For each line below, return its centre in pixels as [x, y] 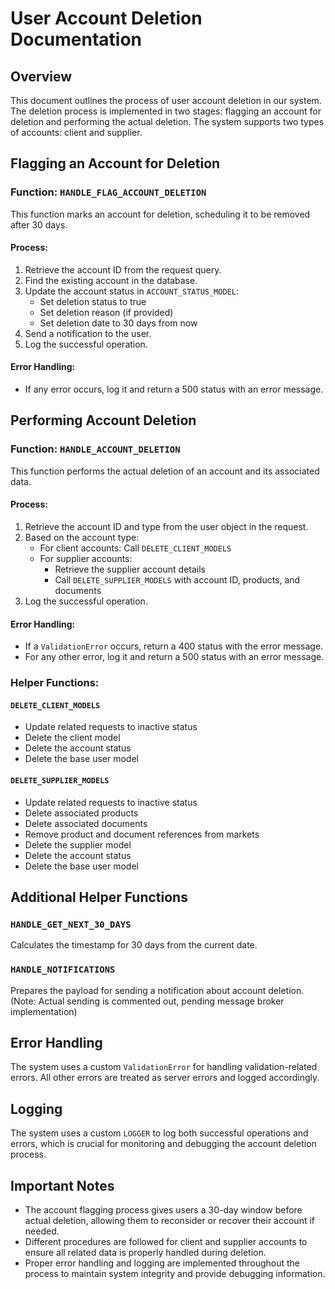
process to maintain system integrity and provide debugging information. [175, 1273]
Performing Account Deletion [103, 420]
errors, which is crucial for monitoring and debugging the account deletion [163, 1144]
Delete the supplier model [78, 844]
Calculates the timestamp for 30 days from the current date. [134, 945]
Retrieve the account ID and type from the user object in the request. [166, 526]
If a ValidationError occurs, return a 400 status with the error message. [174, 646]
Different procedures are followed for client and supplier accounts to [166, 1241]
